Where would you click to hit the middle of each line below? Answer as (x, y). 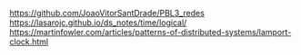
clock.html (29, 41)
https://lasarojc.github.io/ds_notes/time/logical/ (98, 23)
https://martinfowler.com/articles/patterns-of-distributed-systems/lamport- (150, 32)
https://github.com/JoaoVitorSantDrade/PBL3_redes (107, 13)
